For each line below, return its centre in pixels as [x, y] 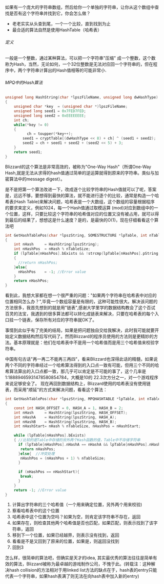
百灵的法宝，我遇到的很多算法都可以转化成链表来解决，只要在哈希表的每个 [80, 314]
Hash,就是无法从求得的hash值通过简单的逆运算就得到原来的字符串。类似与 [80, 172]
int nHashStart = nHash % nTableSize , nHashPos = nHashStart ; [77, 426]
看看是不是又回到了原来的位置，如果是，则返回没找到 [66, 541]
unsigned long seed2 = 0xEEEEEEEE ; [50, 116]
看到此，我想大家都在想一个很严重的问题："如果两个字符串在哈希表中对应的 [81, 295]
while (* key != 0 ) [31, 125]
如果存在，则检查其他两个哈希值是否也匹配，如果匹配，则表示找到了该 [83, 523]
